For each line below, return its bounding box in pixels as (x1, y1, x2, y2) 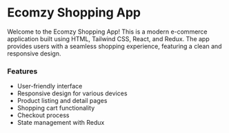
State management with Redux (17, 119, 105, 127)
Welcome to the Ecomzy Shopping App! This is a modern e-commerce (7, 27, 208, 36)
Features (7, 66, 38, 76)
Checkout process (17, 111, 70, 119)
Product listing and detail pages (17, 97, 108, 105)
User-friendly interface (17, 82, 83, 90)
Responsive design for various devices (17, 89, 128, 97)
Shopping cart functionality (17, 104, 95, 112)
